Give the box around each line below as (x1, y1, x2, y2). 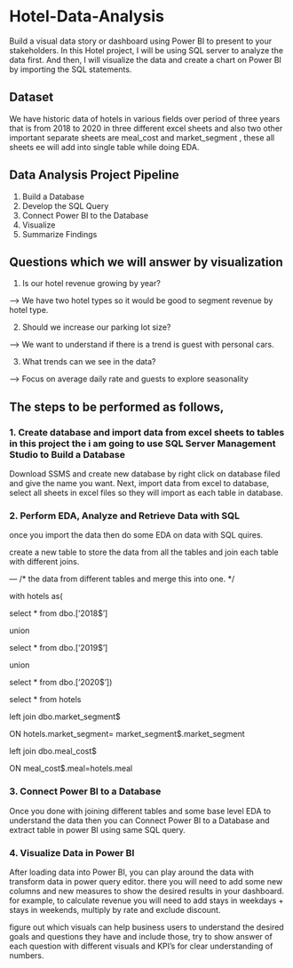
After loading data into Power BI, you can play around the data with (9, 867, 255, 877)
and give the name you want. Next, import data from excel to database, (9, 478, 269, 489)
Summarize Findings (21, 228, 98, 239)
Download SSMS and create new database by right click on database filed (9, 468, 281, 479)
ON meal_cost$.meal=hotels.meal (9, 763, 133, 774)
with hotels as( (9, 591, 63, 602)
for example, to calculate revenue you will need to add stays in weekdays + (9, 895, 284, 906)
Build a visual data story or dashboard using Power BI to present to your (9, 36, 273, 46)
